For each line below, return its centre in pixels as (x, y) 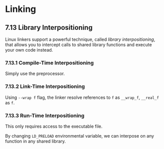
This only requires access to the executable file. (54, 126)
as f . (10, 102)
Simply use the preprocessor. (35, 74)
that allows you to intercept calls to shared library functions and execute (79, 45)
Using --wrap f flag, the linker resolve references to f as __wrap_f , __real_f (82, 97)
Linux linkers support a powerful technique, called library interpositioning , (80, 39)
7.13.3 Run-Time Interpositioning (45, 115)
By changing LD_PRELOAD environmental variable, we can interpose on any (80, 136)
